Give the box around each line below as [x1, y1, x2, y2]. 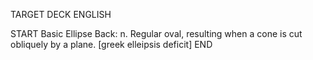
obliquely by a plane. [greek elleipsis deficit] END [10, 39, 213, 50]
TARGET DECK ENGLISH [10, 9, 112, 20]
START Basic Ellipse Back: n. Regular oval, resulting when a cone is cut [10, 28, 303, 39]
